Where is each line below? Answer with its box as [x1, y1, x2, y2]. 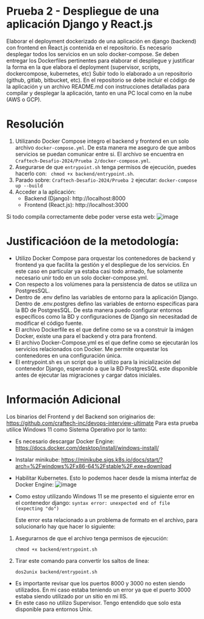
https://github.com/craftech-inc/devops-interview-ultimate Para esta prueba [6, 419, 199, 427]
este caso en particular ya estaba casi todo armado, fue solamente [15, 267, 183, 275]
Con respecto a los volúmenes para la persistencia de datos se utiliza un [15, 280, 197, 288]
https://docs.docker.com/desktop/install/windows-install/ [15, 444, 160, 451]
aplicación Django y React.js [6, 17, 153, 31]
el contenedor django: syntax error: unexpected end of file [15, 499, 171, 506]
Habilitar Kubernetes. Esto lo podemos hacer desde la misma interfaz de [15, 474, 197, 482]
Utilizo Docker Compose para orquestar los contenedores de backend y [15, 255, 196, 262]
